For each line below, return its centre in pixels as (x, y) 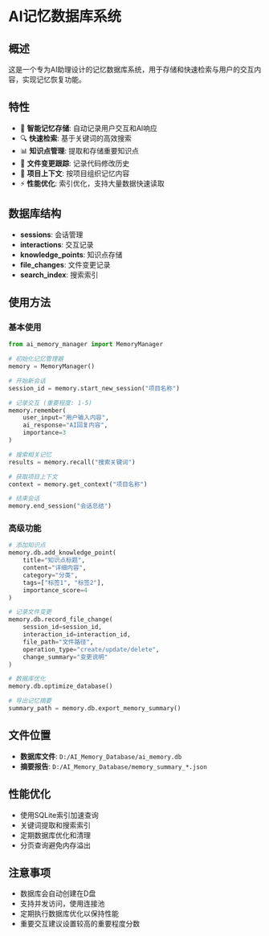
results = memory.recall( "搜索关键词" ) (72, 462)
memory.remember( (37, 411)
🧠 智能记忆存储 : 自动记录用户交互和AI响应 (89, 128)
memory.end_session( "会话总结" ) (60, 506)
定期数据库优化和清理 (55, 835)
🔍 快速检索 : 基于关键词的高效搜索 (76, 138)
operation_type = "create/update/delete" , (91, 649)
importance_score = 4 (55, 590)
